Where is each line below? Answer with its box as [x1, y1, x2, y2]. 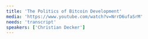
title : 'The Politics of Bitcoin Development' [6, 8, 122, 14]
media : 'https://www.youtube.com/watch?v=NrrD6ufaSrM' [6, 14, 143, 19]
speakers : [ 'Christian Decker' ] [6, 24, 85, 30]
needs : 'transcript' [6, 19, 57, 25]
